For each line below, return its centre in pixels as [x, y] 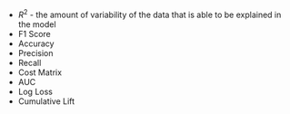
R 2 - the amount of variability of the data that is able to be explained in [150, 14]
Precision [35, 52]
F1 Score [35, 33]
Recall [30, 62]
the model [37, 24]
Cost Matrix [40, 72]
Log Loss [35, 91]
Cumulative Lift [46, 101]
